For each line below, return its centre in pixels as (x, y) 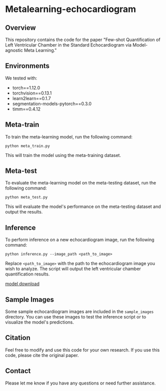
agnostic (14, 50)
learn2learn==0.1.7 (32, 98)
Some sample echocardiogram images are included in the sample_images (80, 311)
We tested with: (21, 78)
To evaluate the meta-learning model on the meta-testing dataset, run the (81, 183)
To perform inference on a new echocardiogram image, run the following (80, 240)
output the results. (24, 212)
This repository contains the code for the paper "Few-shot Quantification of (83, 39)
